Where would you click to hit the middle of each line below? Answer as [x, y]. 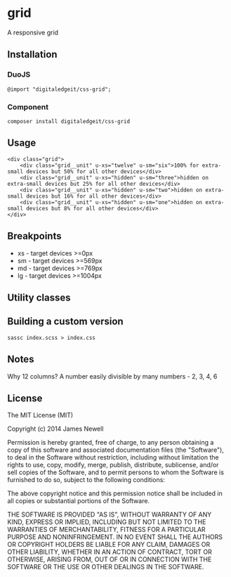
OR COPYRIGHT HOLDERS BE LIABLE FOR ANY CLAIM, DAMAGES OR [109, 545]
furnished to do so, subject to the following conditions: [86, 480]
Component [28, 107]
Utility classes [39, 297]
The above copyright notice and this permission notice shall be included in [115, 493]
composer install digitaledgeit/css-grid [69, 121]
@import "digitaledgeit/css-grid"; [59, 89]
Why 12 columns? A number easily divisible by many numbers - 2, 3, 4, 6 [112, 376]
